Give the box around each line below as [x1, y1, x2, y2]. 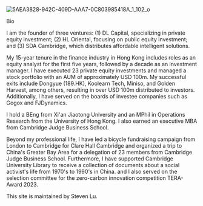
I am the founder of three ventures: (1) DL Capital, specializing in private [6, 29, 186, 36]
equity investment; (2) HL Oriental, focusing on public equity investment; [6, 36, 188, 43]
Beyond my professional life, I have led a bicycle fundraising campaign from [6, 136, 196, 143]
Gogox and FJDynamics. [6, 99, 68, 106]
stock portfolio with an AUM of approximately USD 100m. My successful [6, 74, 187, 80]
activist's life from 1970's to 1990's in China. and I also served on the [6, 168, 178, 175]
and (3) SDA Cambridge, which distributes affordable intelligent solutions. [6, 43, 190, 49]
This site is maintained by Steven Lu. [6, 193, 98, 200]
